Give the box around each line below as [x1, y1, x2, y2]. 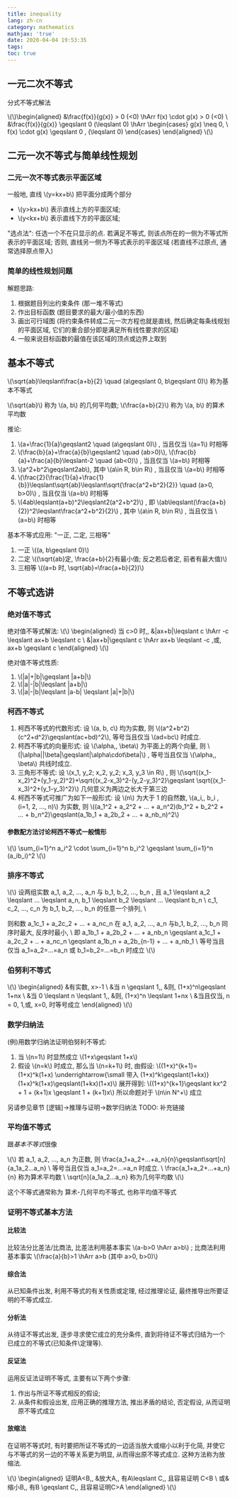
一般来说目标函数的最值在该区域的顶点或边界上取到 [17, 334, 167, 342]
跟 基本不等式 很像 [7, 1139, 57, 1148]
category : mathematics [7, 23, 74, 30]
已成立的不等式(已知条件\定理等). [7, 1339, 103, 1348]
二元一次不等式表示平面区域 [7, 173, 102, 182]
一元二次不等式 [7, 78, 73, 90]
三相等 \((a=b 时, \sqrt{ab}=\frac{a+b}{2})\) [17, 564, 144, 572]
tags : [7, 43, 23, 50]
